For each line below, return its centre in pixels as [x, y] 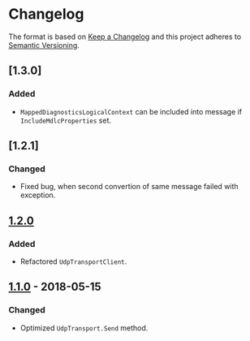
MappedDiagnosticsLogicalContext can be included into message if [131, 111]
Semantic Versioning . [44, 45]
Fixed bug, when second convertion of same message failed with [129, 187]
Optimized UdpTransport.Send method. [84, 328]
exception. [38, 195]
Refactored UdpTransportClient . [73, 261]
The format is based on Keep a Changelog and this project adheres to [125, 37]
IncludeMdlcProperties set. [66, 120]
